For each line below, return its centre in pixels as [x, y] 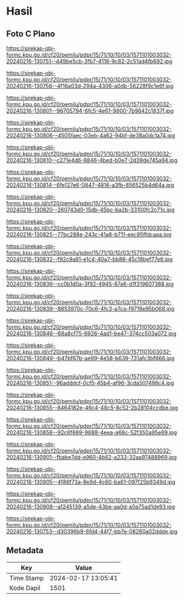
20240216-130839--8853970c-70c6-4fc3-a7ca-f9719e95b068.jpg [90, 309]
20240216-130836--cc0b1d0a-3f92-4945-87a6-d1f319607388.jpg [90, 284]
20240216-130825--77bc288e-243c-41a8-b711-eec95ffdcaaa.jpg [89, 235]
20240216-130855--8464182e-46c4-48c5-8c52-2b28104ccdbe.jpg [92, 408]
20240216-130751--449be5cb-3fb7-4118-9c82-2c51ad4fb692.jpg [90, 61]
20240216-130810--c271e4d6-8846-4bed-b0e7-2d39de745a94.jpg [92, 160]
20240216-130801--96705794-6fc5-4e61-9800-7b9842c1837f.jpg [90, 111]
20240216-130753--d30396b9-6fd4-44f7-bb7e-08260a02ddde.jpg [92, 531]
